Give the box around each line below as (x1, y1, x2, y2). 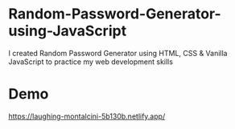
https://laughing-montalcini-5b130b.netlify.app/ (8, 111, 166, 121)
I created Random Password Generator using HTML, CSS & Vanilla (8, 48, 228, 58)
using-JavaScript (8, 22, 127, 40)
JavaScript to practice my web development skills (8, 57, 173, 67)
